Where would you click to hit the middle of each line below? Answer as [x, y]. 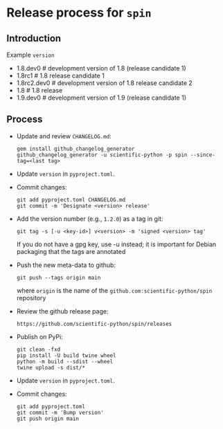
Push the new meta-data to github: [66, 265]
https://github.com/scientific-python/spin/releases [94, 324]
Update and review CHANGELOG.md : [64, 136]
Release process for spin [79, 13]
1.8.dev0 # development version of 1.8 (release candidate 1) [101, 68]
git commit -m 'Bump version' [60, 412]
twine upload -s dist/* [51, 367]
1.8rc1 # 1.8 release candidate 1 [61, 75]
